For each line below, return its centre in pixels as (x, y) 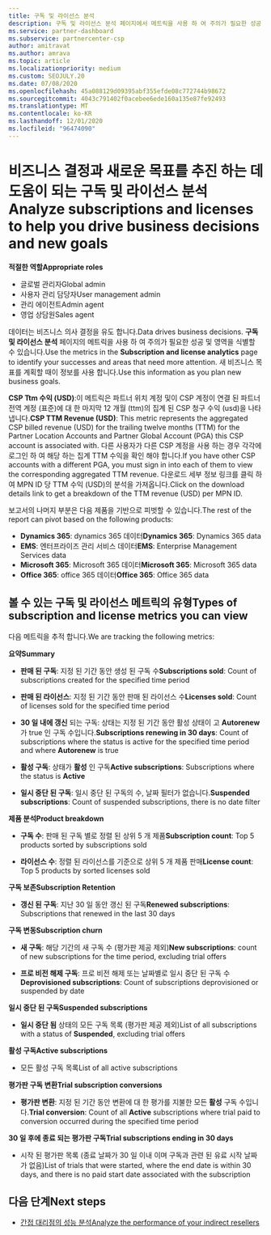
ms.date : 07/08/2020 (43, 83)
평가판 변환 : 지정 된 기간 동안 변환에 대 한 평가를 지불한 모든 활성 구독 (128, 1102)
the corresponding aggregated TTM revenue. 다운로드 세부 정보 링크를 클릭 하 (135, 474)
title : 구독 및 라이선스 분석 (52, 16)
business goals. (34, 381)
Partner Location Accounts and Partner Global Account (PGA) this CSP (126, 436)
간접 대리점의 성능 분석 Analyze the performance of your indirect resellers (140, 1223)
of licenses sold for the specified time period (95, 705)
